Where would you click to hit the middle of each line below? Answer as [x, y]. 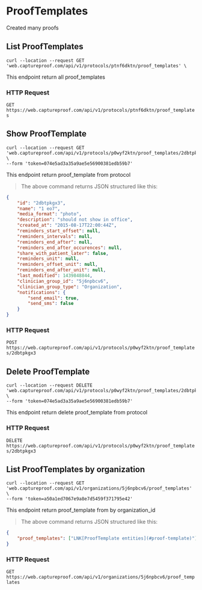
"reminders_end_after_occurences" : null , [69, 248]
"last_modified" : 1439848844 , [55, 276]
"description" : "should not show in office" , [75, 220]
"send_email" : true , [54, 298]
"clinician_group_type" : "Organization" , [69, 287]
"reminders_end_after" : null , [55, 242]
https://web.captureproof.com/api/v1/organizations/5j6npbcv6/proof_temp [101, 577]
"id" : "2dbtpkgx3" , [41, 203]
